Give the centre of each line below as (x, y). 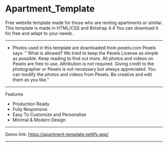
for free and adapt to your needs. (39, 33)
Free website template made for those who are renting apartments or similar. (84, 23)
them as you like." (31, 80)
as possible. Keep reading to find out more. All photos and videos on (83, 58)
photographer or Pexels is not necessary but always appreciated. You (84, 69)
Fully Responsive (30, 109)
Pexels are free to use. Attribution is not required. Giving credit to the (83, 64)
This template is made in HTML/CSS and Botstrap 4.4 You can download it (82, 28)
